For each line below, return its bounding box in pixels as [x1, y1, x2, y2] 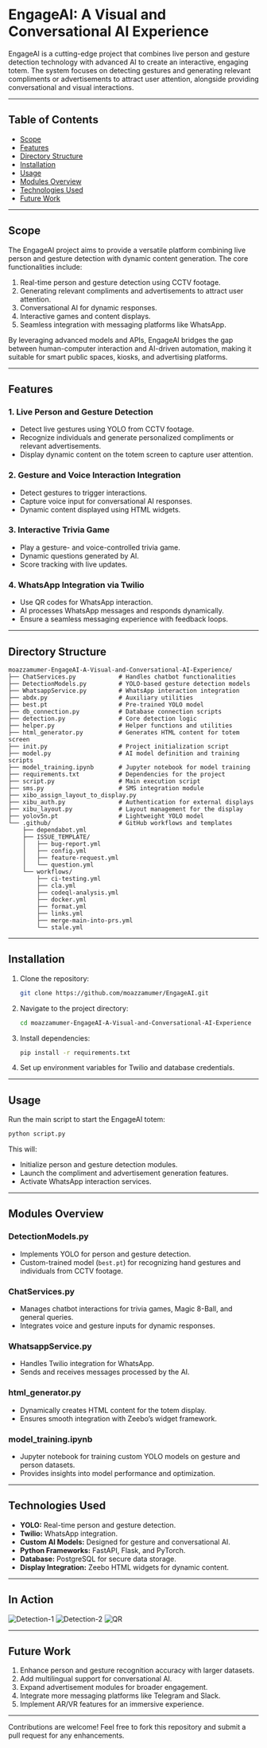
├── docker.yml [37, 895, 87, 904]
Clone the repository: [19, 973, 90, 983]
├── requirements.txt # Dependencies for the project [8, 770, 226, 778]
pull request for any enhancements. [8, 1730, 125, 1740]
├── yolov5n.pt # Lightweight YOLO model [8, 812, 204, 820]
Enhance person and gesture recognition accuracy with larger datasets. [19, 1665, 255, 1676]
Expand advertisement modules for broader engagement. [19, 1683, 208, 1692]
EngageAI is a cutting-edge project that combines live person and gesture [8, 49, 250, 58]
